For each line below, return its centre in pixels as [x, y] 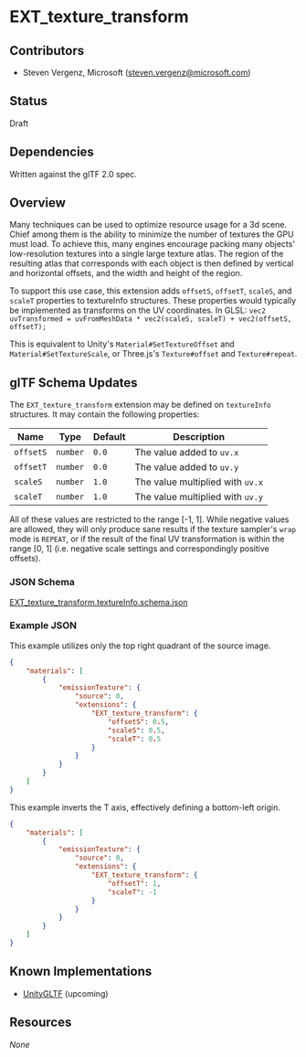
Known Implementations [81, 972]
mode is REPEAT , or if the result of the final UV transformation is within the [147, 539]
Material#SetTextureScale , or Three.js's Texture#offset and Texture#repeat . [153, 354]
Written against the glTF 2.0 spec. [73, 174]
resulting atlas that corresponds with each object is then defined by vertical [152, 263]
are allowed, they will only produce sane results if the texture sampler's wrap [153, 529]
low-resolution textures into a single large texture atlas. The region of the [147, 254]
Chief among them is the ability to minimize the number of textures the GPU [152, 234]
